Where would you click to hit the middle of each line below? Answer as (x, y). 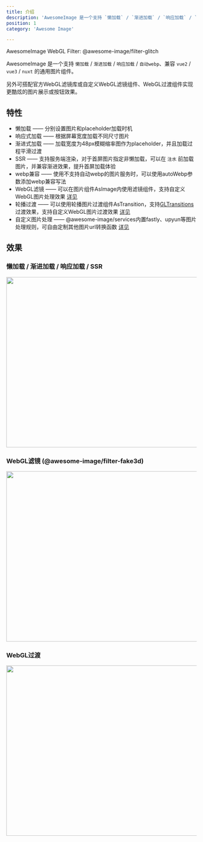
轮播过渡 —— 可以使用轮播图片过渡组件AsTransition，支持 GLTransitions (105, 204)
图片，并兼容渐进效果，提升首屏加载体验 (65, 167)
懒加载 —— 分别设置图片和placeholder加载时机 (74, 128)
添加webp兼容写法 (43, 182)
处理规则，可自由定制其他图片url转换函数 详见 (72, 227)
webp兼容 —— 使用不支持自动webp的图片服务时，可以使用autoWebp (101, 174)
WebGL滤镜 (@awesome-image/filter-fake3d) (75, 461)
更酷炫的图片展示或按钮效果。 (43, 92)
